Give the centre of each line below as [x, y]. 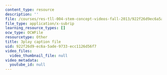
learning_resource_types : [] [35, 28]
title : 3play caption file [33, 42]
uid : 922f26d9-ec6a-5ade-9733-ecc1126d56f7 [51, 46]
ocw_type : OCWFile [24, 33]
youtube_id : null [28, 65]
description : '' [22, 14]
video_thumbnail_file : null [39, 56]
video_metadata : [22, 60]
